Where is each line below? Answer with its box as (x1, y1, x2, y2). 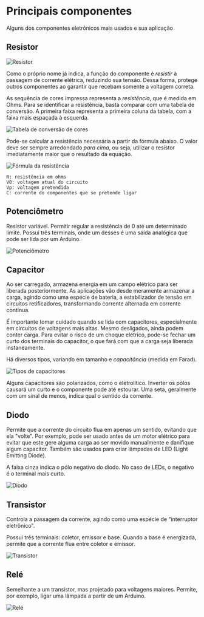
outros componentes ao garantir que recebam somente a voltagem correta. (6, 83, 195, 90)
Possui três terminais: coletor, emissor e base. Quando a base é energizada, (6, 534, 197, 541)
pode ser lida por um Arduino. (6, 235, 81, 242)
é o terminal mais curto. (6, 470, 66, 477)
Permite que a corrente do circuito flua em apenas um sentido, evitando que (6, 426, 197, 434)
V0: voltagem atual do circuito (6, 179, 88, 185)
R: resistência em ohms (6, 174, 67, 180)
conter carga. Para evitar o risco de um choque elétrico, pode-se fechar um (6, 331, 196, 338)
